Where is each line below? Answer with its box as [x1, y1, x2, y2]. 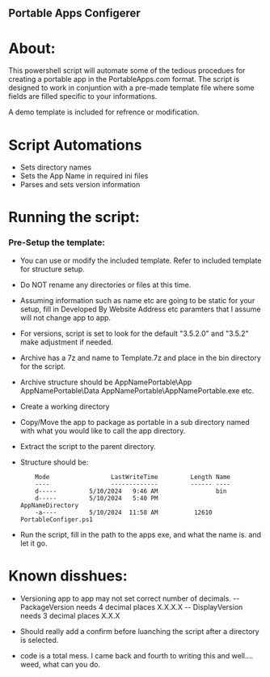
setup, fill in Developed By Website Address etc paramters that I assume [19, 304, 261, 314]
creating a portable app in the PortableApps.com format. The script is [8, 75, 240, 84]
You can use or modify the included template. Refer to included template [19, 255, 262, 265]
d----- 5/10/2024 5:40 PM [35, 494, 158, 502]
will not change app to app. [19, 312, 112, 323]
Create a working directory [19, 401, 110, 411]
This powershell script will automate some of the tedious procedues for [8, 66, 246, 75]
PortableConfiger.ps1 [19, 515, 93, 524]
